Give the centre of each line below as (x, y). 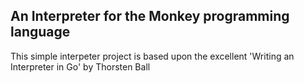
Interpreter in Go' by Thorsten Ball (80, 66)
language (40, 32)
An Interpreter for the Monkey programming (150, 16)
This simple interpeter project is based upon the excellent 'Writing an (152, 56)
